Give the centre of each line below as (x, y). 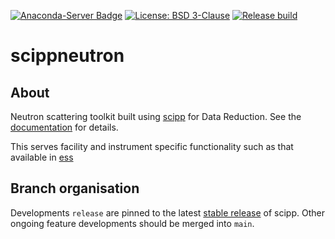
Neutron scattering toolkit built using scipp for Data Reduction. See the (156, 116)
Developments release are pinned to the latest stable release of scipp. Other (167, 212)
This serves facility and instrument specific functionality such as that (152, 146)
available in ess (42, 157)
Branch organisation (75, 188)
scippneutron (67, 56)
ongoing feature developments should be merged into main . (132, 223)
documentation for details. (64, 127)
